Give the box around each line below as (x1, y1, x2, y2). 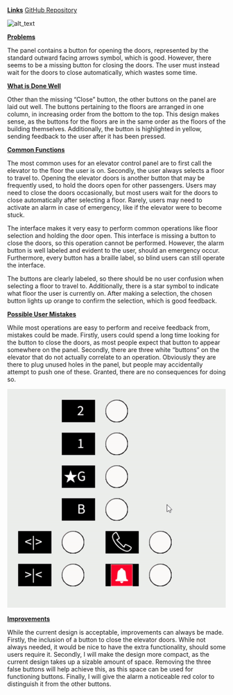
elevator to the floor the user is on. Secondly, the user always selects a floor (7, 167, 225, 174)
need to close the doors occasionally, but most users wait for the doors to (7, 189, 218, 196)
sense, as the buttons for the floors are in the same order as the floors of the (7, 117, 226, 126)
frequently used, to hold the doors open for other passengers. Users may (7, 181, 217, 190)
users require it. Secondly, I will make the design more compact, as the (7, 651, 209, 658)
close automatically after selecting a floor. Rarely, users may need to (7, 196, 202, 204)
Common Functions (7, 146, 65, 153)
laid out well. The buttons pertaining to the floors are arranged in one (7, 103, 205, 110)
